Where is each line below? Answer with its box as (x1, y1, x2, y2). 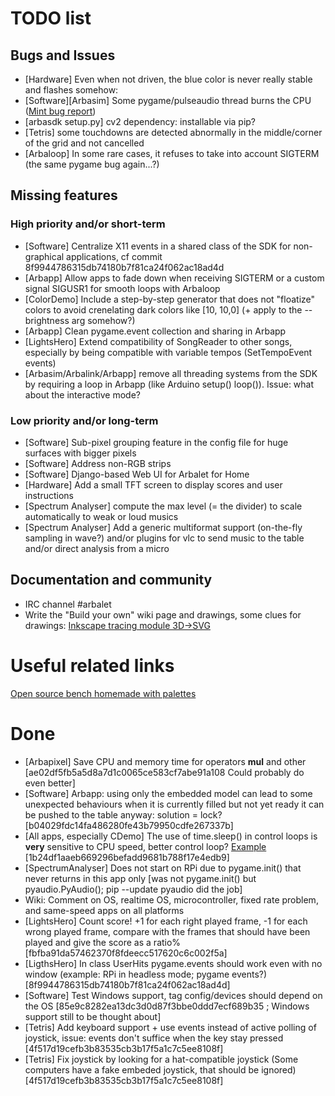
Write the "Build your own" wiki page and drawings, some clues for (24, 608, 302, 621)
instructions (24, 489, 75, 501)
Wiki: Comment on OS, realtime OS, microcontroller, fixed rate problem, (24, 893, 319, 906)
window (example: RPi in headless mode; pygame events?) (24, 968, 268, 980)
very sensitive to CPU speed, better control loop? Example (24, 840, 267, 852)
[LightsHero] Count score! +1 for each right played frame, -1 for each (24, 915, 308, 927)
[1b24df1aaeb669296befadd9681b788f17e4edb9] (24, 851, 230, 863)
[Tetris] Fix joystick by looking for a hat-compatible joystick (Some (24, 1053, 299, 1065)
